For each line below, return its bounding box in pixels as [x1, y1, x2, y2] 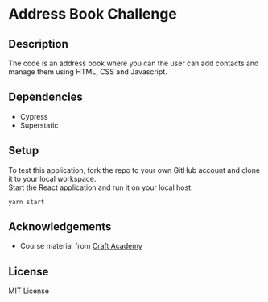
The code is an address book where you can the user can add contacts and [8, 58, 259, 68]
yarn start [8, 198, 45, 206]
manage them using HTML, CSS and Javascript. [8, 67, 167, 77]
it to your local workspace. [8, 174, 97, 183]
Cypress [19, 111, 48, 121]
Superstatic [19, 120, 59, 130]
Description [8, 37, 68, 51]
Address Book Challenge [8, 5, 177, 23]
